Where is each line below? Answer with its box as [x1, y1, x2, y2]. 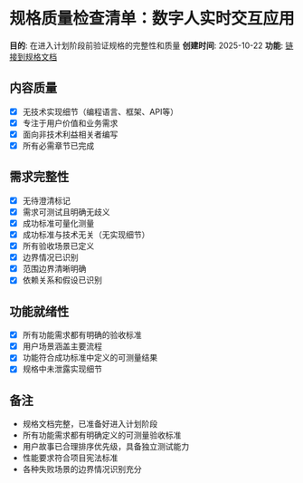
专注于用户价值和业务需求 [22, 117, 118, 128]
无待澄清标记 [22, 195, 71, 206]
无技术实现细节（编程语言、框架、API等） [22, 106, 179, 117]
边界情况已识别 [22, 252, 79, 263]
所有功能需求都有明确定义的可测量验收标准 [22, 430, 182, 440]
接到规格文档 [9, 51, 57, 62]
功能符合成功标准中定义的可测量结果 [22, 353, 158, 363]
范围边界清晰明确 [22, 264, 87, 275]
